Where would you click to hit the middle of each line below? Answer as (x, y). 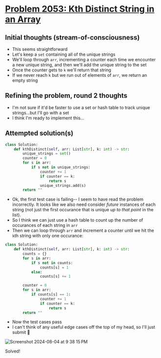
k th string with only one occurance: (48, 236)
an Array (23, 19)
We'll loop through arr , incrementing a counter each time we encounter (84, 59)
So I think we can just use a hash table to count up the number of (78, 220)
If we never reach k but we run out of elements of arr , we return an (80, 75)
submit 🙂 (21, 332)
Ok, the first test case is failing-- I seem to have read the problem (78, 200)
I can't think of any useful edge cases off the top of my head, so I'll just (83, 327)
